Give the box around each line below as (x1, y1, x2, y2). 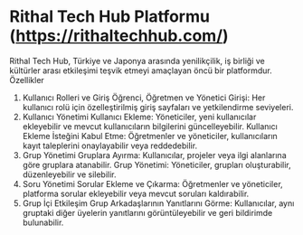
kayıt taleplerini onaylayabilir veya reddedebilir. (22, 140, 197, 151)
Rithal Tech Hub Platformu (9, 6, 211, 27)
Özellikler (9, 74, 45, 85)
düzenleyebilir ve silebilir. (22, 169, 117, 180)
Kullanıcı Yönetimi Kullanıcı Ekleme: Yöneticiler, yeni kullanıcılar (22, 111, 257, 122)
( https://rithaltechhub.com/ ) (9, 25, 229, 46)
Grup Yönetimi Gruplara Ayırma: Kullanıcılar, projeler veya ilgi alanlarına (22, 149, 287, 160)
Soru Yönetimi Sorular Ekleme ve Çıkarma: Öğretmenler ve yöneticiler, (22, 178, 283, 189)
